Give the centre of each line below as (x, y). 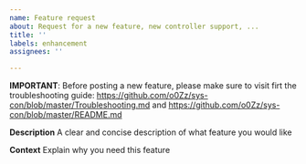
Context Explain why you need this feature (90, 150)
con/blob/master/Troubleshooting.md (80, 105)
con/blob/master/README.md (66, 115)
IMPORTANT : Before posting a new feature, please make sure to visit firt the (153, 86)
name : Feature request (53, 18)
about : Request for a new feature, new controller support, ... (134, 26)
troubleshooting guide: (52, 96)
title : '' (28, 35)
